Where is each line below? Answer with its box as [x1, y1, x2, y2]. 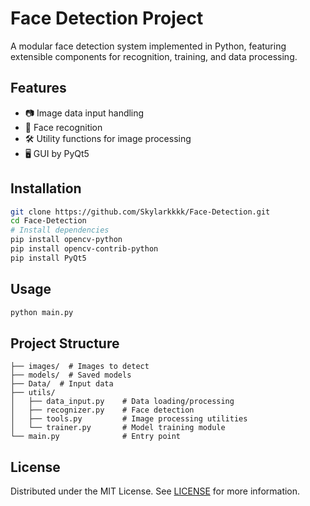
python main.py [10, 307, 74, 317]
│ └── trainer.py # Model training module [10, 423, 226, 433]
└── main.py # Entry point [10, 432, 182, 442]
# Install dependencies [10, 225, 110, 236]
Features [10, 80, 67, 97]
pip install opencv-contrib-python [10, 244, 159, 254]
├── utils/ [10, 388, 56, 398]
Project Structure [10, 335, 120, 352]
